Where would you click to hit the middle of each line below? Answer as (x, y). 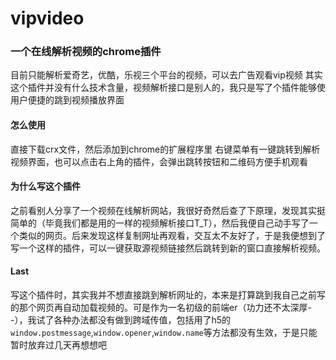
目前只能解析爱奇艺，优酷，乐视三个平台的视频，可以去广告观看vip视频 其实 (166, 75)
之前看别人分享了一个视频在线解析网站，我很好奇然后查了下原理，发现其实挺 (168, 210)
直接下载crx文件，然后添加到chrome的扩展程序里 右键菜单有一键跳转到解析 (165, 149)
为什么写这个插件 (45, 186)
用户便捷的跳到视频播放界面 (67, 100)
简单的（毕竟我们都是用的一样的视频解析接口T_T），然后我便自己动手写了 (160, 223)
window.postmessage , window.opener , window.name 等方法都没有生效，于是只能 (164, 333)
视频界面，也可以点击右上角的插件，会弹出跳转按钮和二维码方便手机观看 (159, 161)
